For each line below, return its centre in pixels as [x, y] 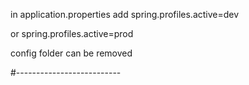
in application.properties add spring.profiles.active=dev [125, 14]
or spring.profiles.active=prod [72, 33]
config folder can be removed [71, 53]
